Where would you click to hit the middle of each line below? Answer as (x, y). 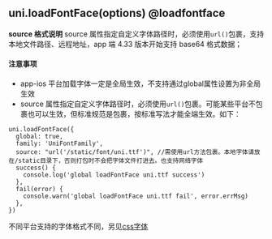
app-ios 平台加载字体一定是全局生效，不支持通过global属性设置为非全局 (140, 83)
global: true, (39, 137)
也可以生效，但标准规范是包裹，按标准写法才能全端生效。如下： (134, 114)
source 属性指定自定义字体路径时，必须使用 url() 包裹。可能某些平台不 (138, 104)
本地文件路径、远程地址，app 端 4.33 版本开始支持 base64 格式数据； (125, 44)
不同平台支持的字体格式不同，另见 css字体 (78, 227)
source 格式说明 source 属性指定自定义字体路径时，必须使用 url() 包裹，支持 (136, 34)
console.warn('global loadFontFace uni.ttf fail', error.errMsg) (136, 196)
